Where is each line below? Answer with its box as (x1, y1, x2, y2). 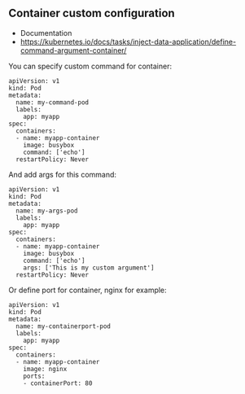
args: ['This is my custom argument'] (23, 264, 155, 272)
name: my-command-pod (15, 98, 90, 107)
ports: (23, 372, 46, 380)
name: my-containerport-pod (15, 322, 112, 331)
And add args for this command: (8, 169, 116, 179)
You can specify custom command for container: (8, 61, 173, 71)
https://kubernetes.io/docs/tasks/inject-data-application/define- (20, 37, 237, 46)
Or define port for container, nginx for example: (8, 285, 167, 295)
